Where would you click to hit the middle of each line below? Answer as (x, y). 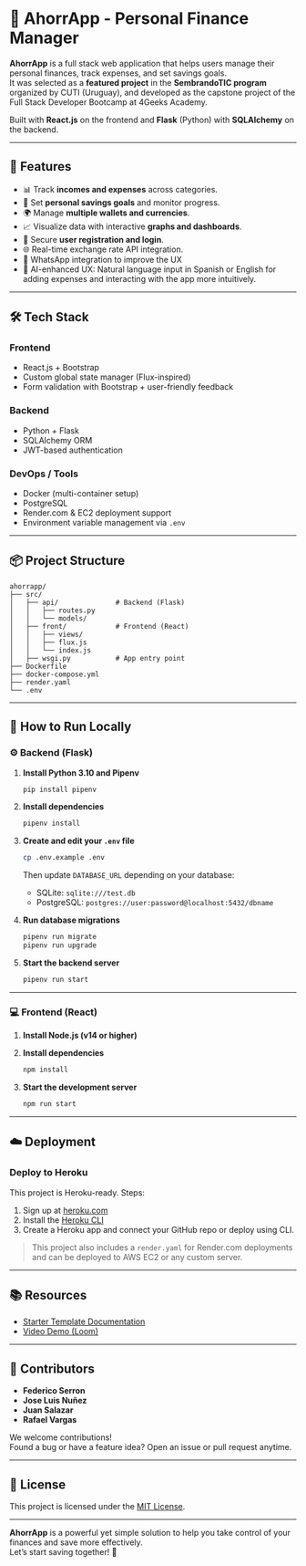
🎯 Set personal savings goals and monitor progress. (121, 202)
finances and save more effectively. (76, 1542)
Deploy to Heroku (49, 1173)
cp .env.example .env (63, 858)
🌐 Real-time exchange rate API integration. (103, 249)
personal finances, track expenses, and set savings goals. (118, 73)
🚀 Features (41, 167)
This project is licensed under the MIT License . (97, 1506)
